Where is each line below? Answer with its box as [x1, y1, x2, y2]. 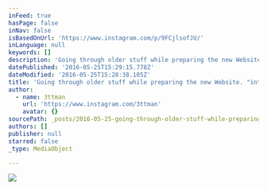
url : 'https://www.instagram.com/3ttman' [22, 100, 161, 108]
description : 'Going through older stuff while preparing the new [8, 56, 233, 64]
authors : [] [8, 122, 48, 130]
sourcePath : [8, 115, 48, 123]
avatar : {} [22, 108, 59, 116]
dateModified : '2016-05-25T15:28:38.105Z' [8, 71, 151, 79]
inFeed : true [8, 11, 52, 20]
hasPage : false [8, 19, 59, 27]
